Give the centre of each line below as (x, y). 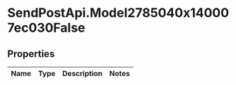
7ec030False (47, 28)
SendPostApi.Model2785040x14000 (118, 13)
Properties (31, 54)
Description (82, 73)
